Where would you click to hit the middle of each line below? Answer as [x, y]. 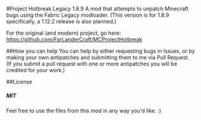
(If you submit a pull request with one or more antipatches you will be [92, 64]
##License [19, 82]
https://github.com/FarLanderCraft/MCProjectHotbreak [74, 39]
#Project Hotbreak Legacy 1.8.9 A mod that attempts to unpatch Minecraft [97, 9]
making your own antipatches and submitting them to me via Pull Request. [98, 57]
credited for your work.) [36, 70]
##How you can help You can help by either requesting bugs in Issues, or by [100, 51]
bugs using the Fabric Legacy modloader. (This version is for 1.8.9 [88, 15]
